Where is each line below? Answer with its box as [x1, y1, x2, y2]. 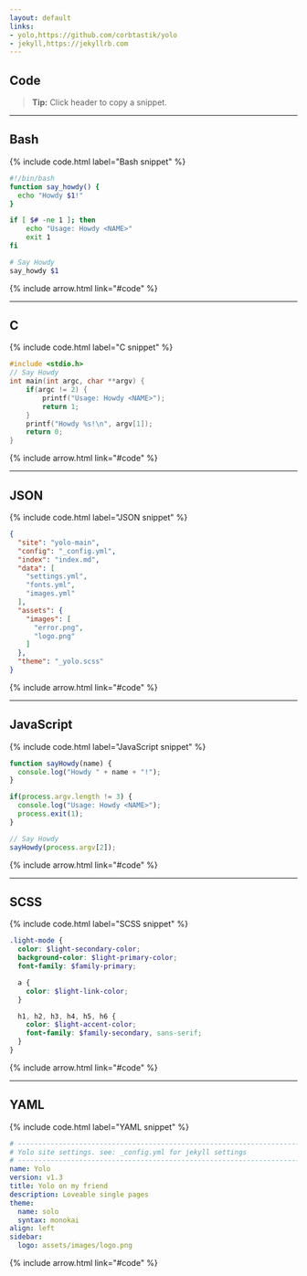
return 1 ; [42, 402, 79, 411]
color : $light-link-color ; [26, 986, 129, 996]
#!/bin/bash [9, 174, 55, 183]
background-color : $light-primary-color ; [17, 954, 178, 963]
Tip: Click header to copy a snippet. [31, 97, 167, 108]
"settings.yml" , [26, 572, 89, 581]
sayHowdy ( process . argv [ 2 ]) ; [9, 842, 117, 852]
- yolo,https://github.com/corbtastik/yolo [9, 30, 178, 39]
